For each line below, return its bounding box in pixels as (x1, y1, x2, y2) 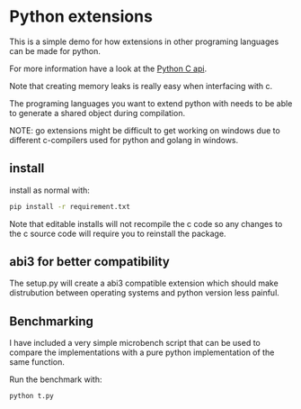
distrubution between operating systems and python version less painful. (9, 287, 280, 298)
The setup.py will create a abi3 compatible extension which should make (9, 277, 279, 289)
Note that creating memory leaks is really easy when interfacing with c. (9, 80, 273, 91)
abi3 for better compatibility (9, 254, 171, 269)
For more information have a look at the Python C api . (9, 63, 208, 74)
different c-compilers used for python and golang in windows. (9, 134, 239, 145)
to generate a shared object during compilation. (9, 107, 186, 118)
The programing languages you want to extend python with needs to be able (9, 97, 293, 109)
